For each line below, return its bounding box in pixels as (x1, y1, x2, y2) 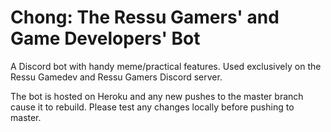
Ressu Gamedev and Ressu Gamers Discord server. (10, 71, 223, 83)
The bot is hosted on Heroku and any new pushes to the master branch (10, 90, 304, 102)
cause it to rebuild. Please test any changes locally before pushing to (10, 101, 295, 113)
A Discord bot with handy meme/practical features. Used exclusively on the (10, 60, 322, 72)
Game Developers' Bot (10, 27, 201, 50)
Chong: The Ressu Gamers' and (10, 6, 280, 29)
